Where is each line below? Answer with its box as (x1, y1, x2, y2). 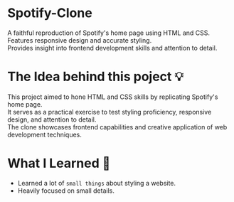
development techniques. (7, 130, 82, 139)
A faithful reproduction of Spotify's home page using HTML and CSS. (7, 28, 211, 37)
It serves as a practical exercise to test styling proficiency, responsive (7, 107, 212, 116)
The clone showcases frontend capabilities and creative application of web (7, 122, 228, 131)
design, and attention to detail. (7, 115, 97, 124)
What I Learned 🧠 (7, 155, 111, 171)
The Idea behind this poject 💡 (7, 69, 184, 85)
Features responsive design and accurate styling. (7, 36, 152, 44)
